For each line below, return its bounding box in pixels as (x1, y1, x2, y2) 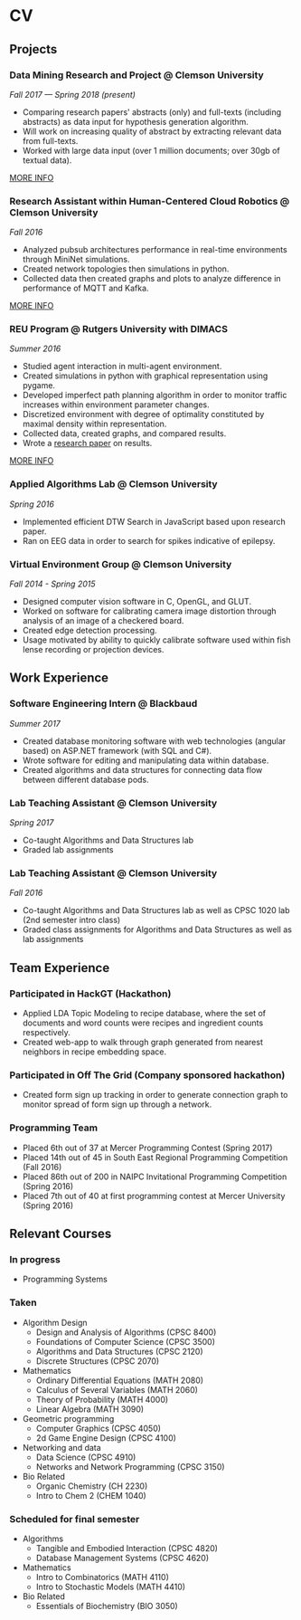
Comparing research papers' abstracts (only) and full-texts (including (22, 106, 282, 118)
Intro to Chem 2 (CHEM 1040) (35, 1490, 146, 1501)
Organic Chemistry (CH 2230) (35, 1481, 148, 1491)
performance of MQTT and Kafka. (22, 282, 149, 294)
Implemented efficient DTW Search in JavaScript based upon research (22, 516, 287, 527)
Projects (9, 42, 58, 57)
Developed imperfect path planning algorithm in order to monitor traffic (22, 390, 287, 401)
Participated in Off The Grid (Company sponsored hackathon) (9, 1069, 286, 1082)
